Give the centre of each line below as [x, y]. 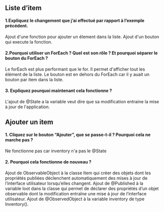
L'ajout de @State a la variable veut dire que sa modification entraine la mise [82, 102]
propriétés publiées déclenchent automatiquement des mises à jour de [76, 178]
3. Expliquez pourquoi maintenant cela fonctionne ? [59, 91]
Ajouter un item [29, 122]
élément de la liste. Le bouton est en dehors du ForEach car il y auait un [77, 74]
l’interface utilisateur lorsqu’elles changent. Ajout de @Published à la [74, 183]
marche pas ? [19, 140]
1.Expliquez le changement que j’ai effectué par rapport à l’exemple [75, 20]
